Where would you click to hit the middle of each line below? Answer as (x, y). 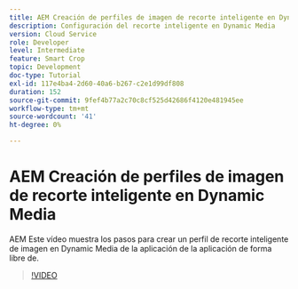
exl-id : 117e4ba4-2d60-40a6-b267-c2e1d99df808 (97, 84)
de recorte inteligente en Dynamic (137, 196)
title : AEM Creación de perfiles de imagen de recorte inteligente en (142, 17)
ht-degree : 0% (35, 125)
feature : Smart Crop (47, 59)
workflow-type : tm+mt (49, 108)
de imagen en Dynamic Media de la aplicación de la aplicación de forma (141, 248)
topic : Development (45, 68)
